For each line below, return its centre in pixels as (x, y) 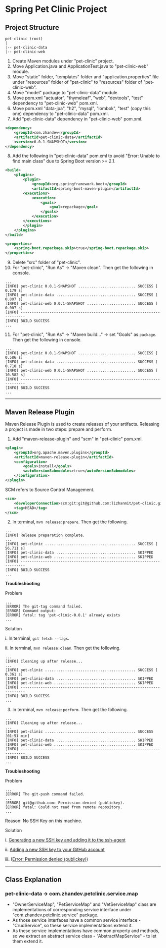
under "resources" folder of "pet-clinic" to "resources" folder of (77, 82)
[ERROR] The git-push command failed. (45, 794)
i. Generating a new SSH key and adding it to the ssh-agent (65, 840)
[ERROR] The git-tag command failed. (44, 607)
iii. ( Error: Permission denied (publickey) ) (47, 859)
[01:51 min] (17, 736)
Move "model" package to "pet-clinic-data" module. (65, 92)
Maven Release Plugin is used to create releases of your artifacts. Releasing (82, 424)
